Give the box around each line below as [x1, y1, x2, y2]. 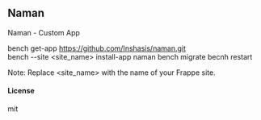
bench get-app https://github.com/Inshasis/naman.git [7, 43, 187, 53]
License [7, 86, 36, 96]
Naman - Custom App [7, 27, 80, 37]
